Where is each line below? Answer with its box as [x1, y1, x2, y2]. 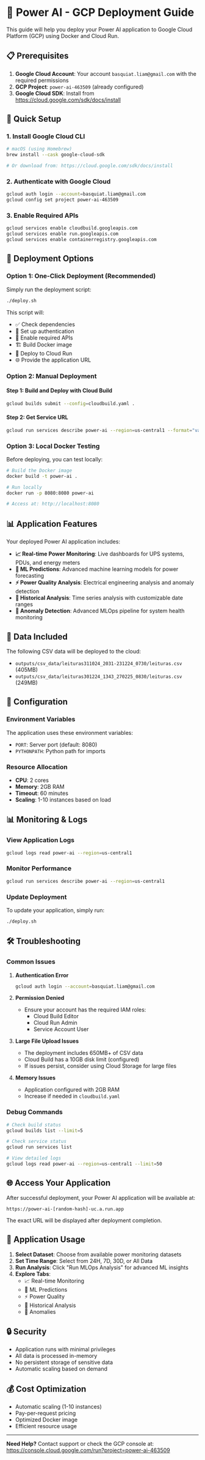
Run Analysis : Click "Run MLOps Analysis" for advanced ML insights [15, 1264, 189, 1271]
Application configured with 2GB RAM [24, 1086, 120, 1093]
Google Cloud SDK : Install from [15, 89, 95, 97]
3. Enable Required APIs [6, 211, 79, 220]
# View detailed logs [6, 1155, 62, 1161]
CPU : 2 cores [15, 777, 49, 784]
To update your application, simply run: [6, 906, 105, 914]
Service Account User [33, 1026, 89, 1033]
